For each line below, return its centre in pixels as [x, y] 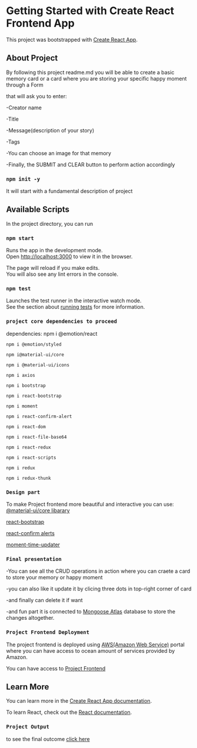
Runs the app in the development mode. [54, 251]
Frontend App [40, 23]
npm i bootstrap [26, 385]
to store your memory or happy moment [54, 577]
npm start [20, 238]
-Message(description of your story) [50, 130]
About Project [32, 58]
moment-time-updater [33, 545]
